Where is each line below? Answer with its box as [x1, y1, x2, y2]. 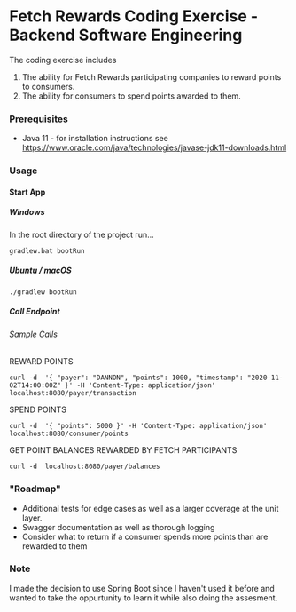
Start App [9, 187, 46, 197]
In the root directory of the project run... [9, 229, 155, 240]
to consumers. [21, 81, 75, 91]
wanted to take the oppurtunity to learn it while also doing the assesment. [9, 592, 278, 603]
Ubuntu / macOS [9, 265, 73, 276]
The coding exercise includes [9, 54, 117, 65]
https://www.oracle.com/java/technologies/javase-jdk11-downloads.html [21, 142, 287, 153]
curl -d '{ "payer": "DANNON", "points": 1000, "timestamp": [9, 373, 244, 383]
